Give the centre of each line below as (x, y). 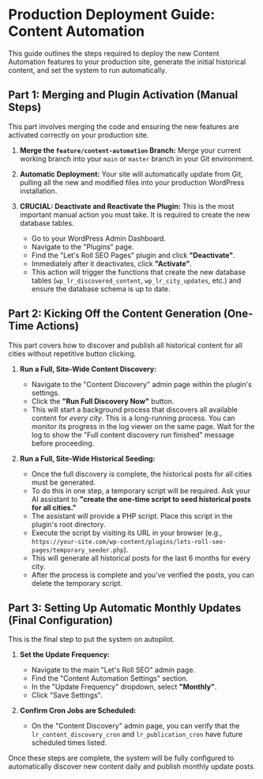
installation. (38, 191)
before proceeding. (63, 443)
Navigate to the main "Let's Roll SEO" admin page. (113, 670)
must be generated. (64, 482)
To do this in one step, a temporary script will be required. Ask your (141, 490)
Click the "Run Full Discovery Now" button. (103, 401)
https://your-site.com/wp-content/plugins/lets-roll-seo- (129, 541)
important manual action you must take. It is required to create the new (135, 215)
